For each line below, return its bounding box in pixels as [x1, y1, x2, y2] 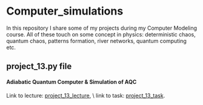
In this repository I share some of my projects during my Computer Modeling [6, 24, 198, 32]
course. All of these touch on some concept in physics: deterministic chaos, [6, 30, 196, 38]
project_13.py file [6, 61, 72, 72]
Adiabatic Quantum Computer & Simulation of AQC [6, 78, 137, 86]
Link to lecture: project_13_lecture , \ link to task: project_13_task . [6, 92, 165, 99]
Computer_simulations [6, 4, 124, 18]
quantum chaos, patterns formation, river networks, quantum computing [6, 37, 187, 44]
